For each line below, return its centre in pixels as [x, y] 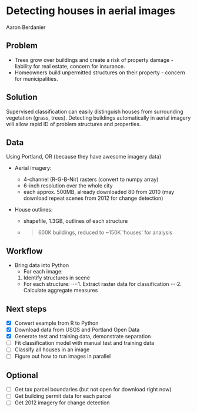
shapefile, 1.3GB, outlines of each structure [76, 221]
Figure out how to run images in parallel [63, 356]
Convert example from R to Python [56, 323]
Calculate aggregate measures [61, 291]
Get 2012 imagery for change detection [62, 403]
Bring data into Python [42, 265]
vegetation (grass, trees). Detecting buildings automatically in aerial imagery [98, 118]
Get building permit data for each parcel [63, 396]
